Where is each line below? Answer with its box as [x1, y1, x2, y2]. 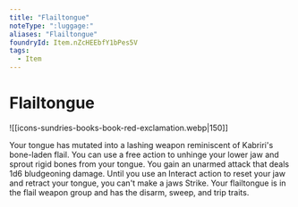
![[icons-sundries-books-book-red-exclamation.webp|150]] [9, 122, 228, 133]
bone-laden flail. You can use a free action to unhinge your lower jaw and [9, 149, 279, 160]
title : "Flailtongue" [9, 12, 90, 22]
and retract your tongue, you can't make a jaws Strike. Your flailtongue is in [9, 178, 286, 188]
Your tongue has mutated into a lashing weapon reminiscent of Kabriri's [9, 139, 274, 150]
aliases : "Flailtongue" [9, 29, 98, 38]
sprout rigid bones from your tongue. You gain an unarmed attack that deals [9, 158, 289, 170]
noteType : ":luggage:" [9, 21, 94, 30]
